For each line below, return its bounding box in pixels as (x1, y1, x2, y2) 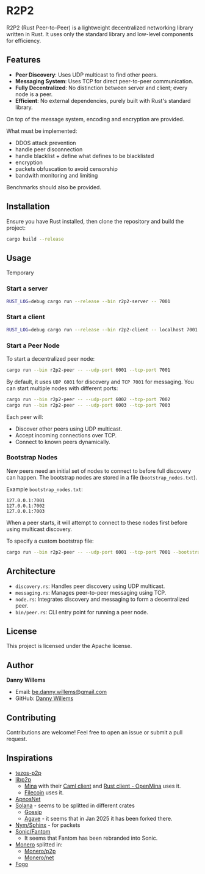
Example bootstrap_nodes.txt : (6, 485, 84, 493)
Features (6, 55, 41, 65)
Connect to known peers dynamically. (15, 438, 111, 445)
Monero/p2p (24, 847, 56, 854)
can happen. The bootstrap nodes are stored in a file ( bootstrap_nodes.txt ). (6, 473, 198, 481)
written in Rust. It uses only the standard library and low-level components (6, 30, 193, 37)
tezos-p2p (15, 769, 41, 777)
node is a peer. (15, 90, 53, 98)
